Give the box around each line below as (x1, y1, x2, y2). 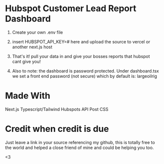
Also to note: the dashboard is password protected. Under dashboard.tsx (12, 68, 159, 73)
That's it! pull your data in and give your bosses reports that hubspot (12, 53, 150, 59)
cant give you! (12, 58, 41, 64)
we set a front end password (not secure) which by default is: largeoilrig (12, 73, 157, 79)
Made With (5, 91, 50, 101)
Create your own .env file (12, 29, 63, 35)
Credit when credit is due (5, 124, 109, 134)
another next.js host (12, 44, 53, 50)
